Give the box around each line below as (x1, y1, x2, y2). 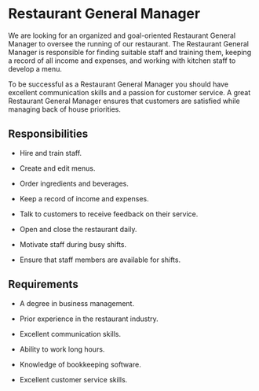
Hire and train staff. (19, 148, 82, 157)
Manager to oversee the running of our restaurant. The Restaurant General (8, 39, 250, 48)
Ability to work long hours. (19, 344, 105, 354)
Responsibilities (8, 127, 89, 141)
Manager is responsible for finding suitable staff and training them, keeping (8, 47, 252, 57)
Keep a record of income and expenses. (19, 194, 149, 203)
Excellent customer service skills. (19, 374, 128, 384)
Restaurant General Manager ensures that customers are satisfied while (8, 96, 241, 105)
